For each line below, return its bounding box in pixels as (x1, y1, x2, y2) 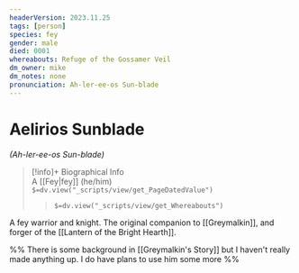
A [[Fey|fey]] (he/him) (31, 176, 113, 187)
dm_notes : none (9, 72, 67, 81)
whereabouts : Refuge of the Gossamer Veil (9, 55, 171, 64)
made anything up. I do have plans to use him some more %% (9, 253, 240, 264)
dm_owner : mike (9, 64, 67, 73)
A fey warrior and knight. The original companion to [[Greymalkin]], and (9, 217, 275, 228)
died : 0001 (9, 47, 50, 56)
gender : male (9, 38, 59, 48)
